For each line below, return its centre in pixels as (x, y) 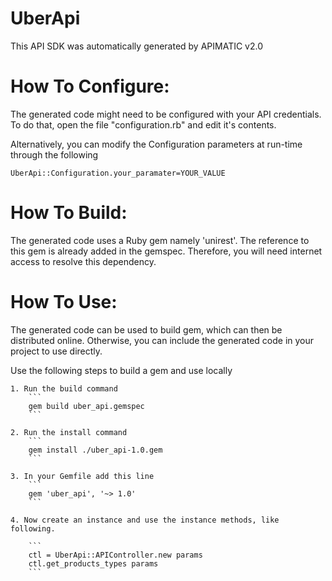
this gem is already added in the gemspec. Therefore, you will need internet (166, 251)
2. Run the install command (69, 432)
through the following (54, 154)
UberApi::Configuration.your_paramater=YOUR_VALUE (118, 173)
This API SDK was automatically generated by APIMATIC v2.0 (137, 46)
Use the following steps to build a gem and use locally (121, 370)
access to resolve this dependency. (83, 261)
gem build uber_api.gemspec (86, 406)
